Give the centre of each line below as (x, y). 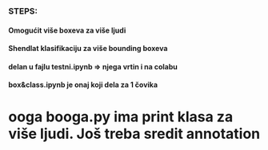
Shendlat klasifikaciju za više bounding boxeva (88, 49)
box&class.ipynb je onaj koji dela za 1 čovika (83, 85)
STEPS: (23, 11)
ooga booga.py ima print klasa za (121, 117)
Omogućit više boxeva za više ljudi (67, 30)
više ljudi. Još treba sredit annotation (134, 134)
